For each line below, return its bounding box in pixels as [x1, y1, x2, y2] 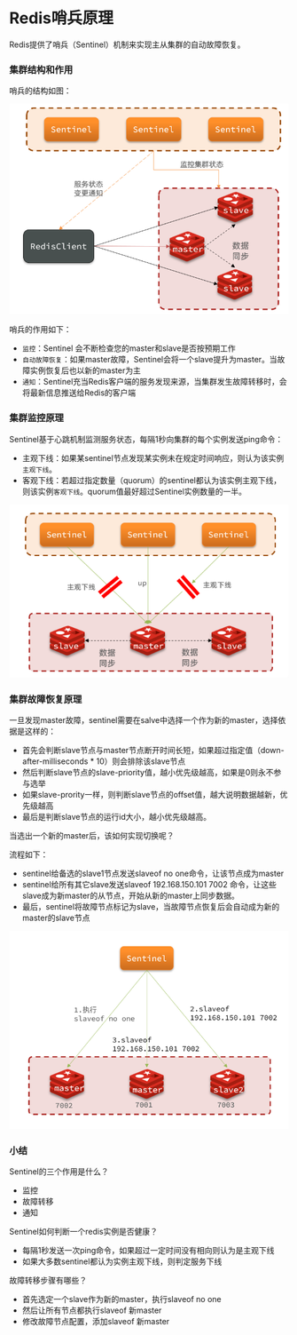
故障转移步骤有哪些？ [9, 1275, 87, 1286]
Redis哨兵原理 [9, 8, 113, 28]
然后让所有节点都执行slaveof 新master [21, 1305, 162, 1315]
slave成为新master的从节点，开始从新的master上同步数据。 [21, 890, 239, 902]
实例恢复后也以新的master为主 [29, 365, 142, 376]
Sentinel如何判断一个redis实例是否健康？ [9, 1227, 158, 1237]
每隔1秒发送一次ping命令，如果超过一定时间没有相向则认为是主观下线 [21, 1245, 275, 1256]
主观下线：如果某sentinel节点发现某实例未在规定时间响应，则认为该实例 [21, 452, 285, 463]
